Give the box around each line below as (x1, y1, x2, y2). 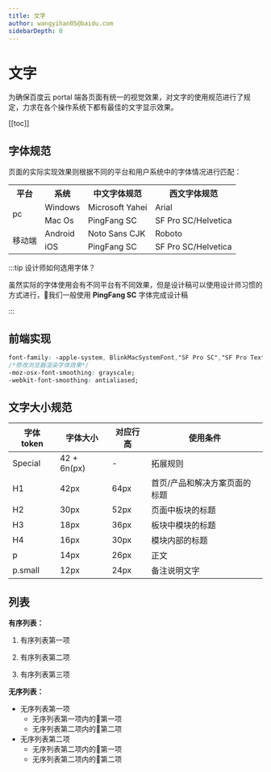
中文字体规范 (93, 188, 143, 199)
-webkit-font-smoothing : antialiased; (8, 376, 139, 384)
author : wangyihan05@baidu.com (8, 19, 114, 27)
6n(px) (60, 463, 86, 474)
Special (12, 458, 41, 469)
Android (44, 228, 75, 239)
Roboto (154, 228, 183, 239)
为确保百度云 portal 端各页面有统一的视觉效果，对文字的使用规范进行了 (8, 92, 244, 102)
